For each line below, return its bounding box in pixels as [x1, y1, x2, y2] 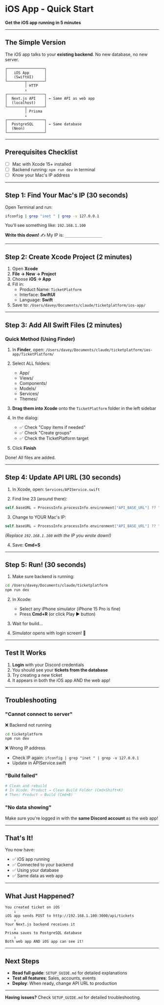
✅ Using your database [12, 867, 60, 873]
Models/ [19, 385, 37, 391]
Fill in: [12, 281, 24, 287]
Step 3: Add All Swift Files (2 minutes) [5, 321, 123, 329]
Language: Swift [19, 297, 53, 303]
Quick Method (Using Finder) [5, 335, 75, 342]
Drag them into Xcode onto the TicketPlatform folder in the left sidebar [12, 405, 157, 411]
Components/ [19, 380, 47, 386]
